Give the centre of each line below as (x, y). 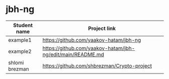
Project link (102, 28)
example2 (20, 51)
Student (23, 25)
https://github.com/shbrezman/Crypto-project (97, 65)
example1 (20, 40)
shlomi (16, 62)
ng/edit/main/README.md (73, 54)
